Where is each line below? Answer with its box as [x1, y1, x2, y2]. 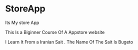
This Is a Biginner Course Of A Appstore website [5, 29, 105, 35]
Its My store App [5, 19, 39, 25]
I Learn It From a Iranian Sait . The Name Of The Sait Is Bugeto [5, 38, 133, 45]
